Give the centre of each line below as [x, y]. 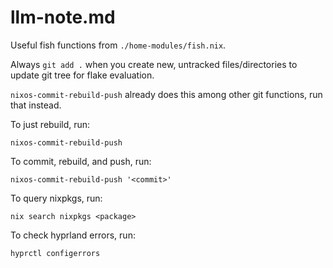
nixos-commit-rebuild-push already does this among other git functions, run [166, 94]
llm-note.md [63, 17]
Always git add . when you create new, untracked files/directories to [154, 64]
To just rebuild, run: [50, 124]
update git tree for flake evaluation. [82, 75]
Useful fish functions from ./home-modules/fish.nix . [118, 45]
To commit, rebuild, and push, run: [81, 161]
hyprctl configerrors [55, 253]
